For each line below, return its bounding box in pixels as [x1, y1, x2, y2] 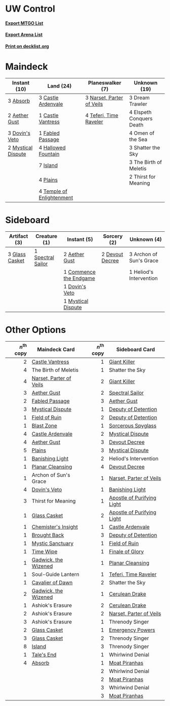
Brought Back [31, 532, 64, 539]
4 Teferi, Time [85, 112, 118, 119]
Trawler [129, 100, 148, 107]
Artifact [9, 232, 28, 239]
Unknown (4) [130, 236, 162, 243]
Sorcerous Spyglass [109, 422, 157, 429]
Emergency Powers [109, 627, 155, 634]
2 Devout [101, 251, 123, 258]
